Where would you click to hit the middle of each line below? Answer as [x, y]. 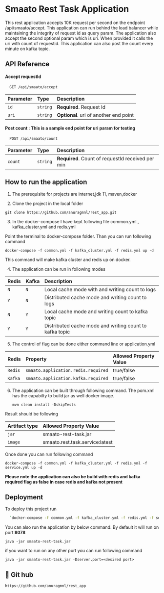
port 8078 [15, 533]
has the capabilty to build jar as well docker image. [63, 395]
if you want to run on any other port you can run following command [74, 551]
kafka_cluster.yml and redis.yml [44, 227]
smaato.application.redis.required [67, 370]
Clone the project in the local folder [48, 203]
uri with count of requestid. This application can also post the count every [79, 43]
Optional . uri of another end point [95, 115]
